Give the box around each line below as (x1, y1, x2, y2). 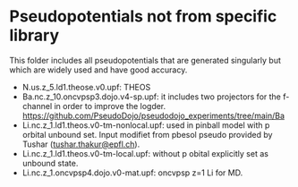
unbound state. (21, 157, 79, 168)
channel (21, 100, 53, 111)
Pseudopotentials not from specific (9, 6, 277, 27)
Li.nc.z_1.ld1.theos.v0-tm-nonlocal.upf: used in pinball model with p (21, 119, 270, 131)
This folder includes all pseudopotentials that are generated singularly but (9, 55, 282, 65)
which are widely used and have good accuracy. (9, 64, 188, 75)
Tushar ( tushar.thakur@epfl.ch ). (21, 139, 140, 149)
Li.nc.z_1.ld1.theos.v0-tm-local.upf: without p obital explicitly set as (21, 148, 268, 158)
